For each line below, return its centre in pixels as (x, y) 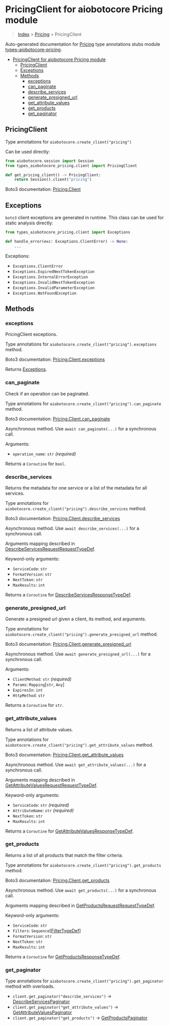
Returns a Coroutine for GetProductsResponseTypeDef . (63, 957)
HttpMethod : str (29, 695)
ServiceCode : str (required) (41, 805)
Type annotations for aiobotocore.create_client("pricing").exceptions (81, 344)
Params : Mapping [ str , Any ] (39, 685)
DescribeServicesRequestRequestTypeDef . (50, 549)
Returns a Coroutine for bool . (36, 464)
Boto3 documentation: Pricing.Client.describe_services (63, 518)
